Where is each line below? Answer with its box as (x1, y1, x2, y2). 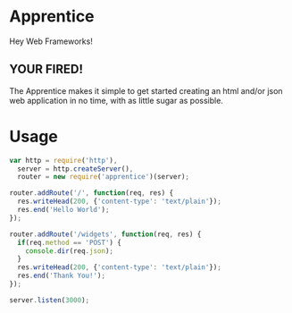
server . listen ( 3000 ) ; (9, 295, 90, 305)
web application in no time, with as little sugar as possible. (9, 95, 223, 106)
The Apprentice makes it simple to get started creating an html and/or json (9, 85, 283, 96)
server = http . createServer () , (17, 164, 134, 173)
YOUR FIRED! (9, 62, 83, 77)
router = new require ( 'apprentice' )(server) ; (17, 173, 190, 182)
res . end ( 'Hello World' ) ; (17, 206, 110, 215)
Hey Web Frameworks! (9, 36, 94, 47)
